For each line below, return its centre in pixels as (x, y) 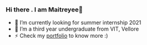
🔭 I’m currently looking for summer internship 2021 (78, 23)
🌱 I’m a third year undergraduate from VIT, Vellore (77, 29)
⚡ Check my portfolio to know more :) (61, 36)
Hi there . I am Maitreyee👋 (44, 10)
